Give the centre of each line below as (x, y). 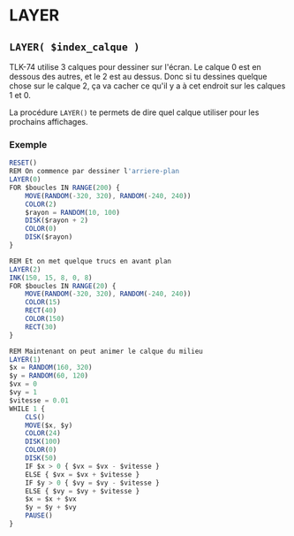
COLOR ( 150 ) (45, 319)
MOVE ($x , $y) (49, 425)
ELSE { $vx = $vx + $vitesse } (83, 474)
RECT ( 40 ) (41, 310)
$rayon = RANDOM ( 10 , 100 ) (73, 212)
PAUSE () (39, 516)
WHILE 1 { (27, 409)
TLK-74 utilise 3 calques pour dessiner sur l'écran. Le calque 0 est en (136, 67)
